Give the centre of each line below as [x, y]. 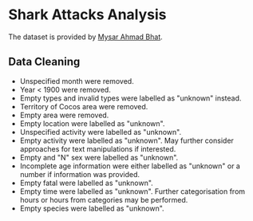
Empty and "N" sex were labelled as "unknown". [99, 157]
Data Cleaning [44, 62]
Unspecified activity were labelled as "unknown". [101, 132]
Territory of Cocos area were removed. [84, 106]
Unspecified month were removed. [77, 81]
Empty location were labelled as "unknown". [92, 123]
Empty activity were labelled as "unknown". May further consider [126, 140]
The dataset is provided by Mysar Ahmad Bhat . [86, 37]
